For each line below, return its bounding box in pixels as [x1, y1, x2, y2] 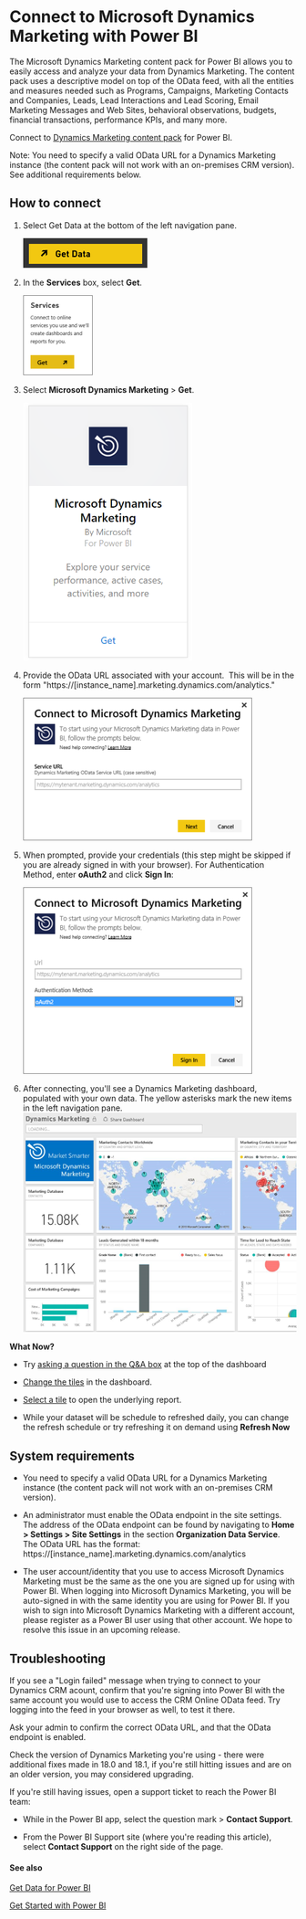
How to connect [9, 195, 102, 211]
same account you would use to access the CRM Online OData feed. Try [9, 1694, 280, 1705]
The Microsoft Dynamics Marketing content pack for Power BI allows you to [9, 56, 293, 67]
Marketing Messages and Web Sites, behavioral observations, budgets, [9, 104, 278, 115]
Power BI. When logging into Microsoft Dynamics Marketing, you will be [22, 1586, 291, 1597]
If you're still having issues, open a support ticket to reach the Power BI [9, 1787, 277, 1798]
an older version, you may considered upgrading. [9, 1769, 194, 1780]
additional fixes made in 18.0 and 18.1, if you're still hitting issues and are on [9, 1759, 292, 1770]
